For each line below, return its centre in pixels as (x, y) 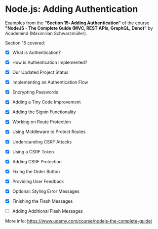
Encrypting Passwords (35, 92)
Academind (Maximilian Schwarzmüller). (46, 33)
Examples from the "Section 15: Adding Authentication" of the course (77, 23)
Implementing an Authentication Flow (50, 82)
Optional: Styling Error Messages (46, 191)
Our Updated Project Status (40, 72)
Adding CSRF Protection (37, 161)
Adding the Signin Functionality (44, 112)
